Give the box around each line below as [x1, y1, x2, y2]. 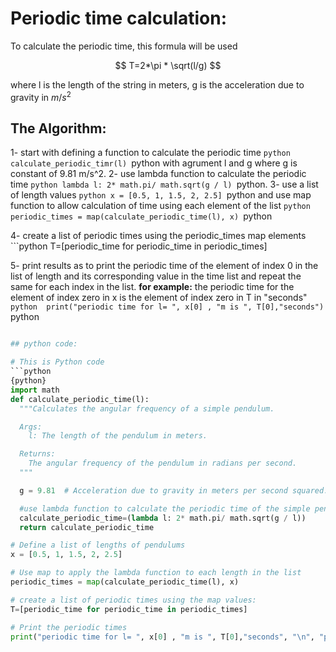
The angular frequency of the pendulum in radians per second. [28, 458, 298, 469]
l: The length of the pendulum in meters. [28, 431, 208, 441]
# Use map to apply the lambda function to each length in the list [10, 568, 302, 578]
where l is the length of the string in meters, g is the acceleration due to [10, 78, 305, 91]
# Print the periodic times [10, 622, 128, 632]
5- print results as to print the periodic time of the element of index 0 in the [10, 260, 319, 272]
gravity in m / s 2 [10, 89, 72, 103]
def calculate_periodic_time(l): [10, 394, 150, 404]
